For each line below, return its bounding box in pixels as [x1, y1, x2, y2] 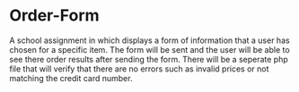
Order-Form [9, 5, 101, 26]
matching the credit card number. [9, 72, 133, 83]
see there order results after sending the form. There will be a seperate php [9, 54, 289, 64]
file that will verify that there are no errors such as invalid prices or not [9, 63, 269, 74]
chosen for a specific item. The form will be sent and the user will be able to [9, 44, 290, 54]
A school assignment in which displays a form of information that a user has [9, 35, 290, 46]
